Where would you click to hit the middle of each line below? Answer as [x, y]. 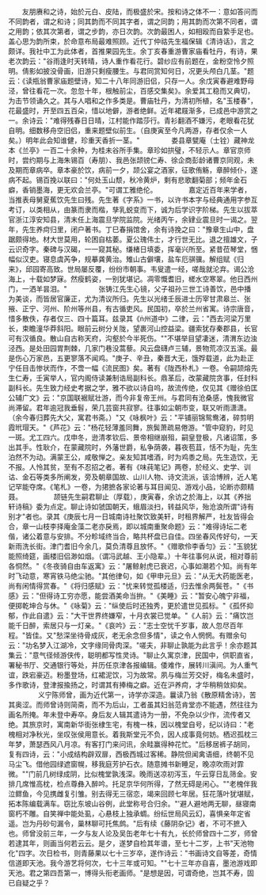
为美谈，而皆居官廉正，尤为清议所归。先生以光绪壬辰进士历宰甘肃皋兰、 [126, 299]
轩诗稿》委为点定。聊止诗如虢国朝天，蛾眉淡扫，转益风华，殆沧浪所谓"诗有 [131, 507]
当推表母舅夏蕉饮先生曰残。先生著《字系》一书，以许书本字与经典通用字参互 [133, 200]
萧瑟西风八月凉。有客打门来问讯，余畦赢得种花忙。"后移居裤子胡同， [142, 744]
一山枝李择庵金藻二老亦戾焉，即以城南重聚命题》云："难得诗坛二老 [138, 526]
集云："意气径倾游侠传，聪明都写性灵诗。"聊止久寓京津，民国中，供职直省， [133, 655]
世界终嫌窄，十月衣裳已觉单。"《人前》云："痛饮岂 [171, 615]
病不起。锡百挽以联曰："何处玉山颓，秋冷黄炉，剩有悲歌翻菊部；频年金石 [128, 180]
